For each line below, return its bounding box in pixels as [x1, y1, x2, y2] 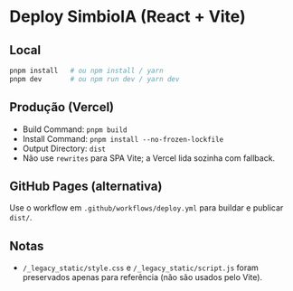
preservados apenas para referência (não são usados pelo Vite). [22, 272, 263, 283]
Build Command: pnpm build [22, 124, 128, 135]
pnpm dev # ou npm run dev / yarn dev [9, 74, 180, 83]
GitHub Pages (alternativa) [9, 178, 163, 193]
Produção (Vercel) [9, 99, 115, 115]
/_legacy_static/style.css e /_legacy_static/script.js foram [22, 262, 260, 273]
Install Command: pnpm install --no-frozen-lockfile [22, 133, 224, 144]
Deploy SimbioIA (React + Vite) [9, 6, 246, 27]
